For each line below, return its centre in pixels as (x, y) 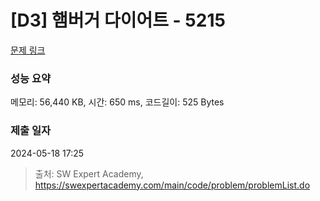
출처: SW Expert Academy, (89, 173)
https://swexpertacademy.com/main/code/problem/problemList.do (172, 185)
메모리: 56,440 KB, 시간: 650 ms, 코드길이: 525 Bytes (117, 102)
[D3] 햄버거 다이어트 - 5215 (118, 20)
